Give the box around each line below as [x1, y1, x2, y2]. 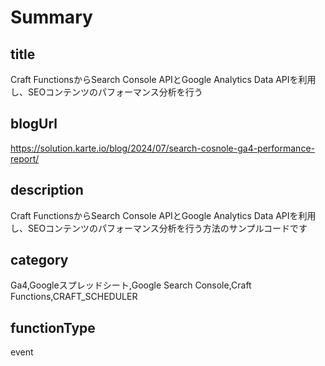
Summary [10, 6, 93, 29]
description [10, 182, 84, 199]
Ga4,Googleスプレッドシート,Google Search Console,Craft [10, 279, 252, 291]
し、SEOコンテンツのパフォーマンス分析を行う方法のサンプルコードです [10, 222, 308, 234]
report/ [10, 152, 40, 165]
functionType [10, 319, 96, 336]
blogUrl [10, 116, 58, 133]
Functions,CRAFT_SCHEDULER [10, 291, 138, 303]
